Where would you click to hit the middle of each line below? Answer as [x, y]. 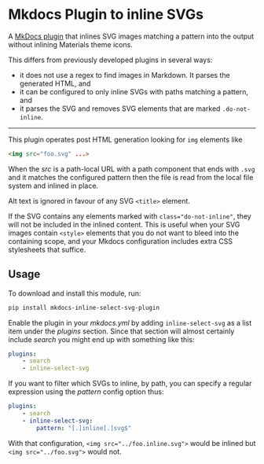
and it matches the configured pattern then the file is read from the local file [131, 177]
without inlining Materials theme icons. [71, 44]
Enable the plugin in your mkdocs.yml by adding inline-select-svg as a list [130, 322]
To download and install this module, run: [75, 293]
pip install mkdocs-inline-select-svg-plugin [84, 307]
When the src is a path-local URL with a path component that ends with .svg [132, 169]
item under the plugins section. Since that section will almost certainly [121, 331]
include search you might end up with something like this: [101, 339]
